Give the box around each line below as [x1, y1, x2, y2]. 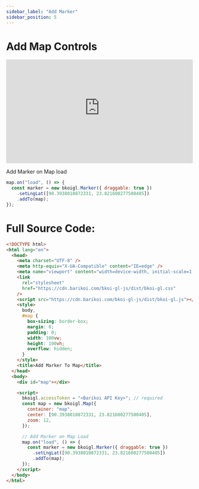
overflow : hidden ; [27, 346, 73, 352]
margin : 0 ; [27, 324, 54, 330]
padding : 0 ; [27, 330, 57, 335]
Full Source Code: [6, 222, 95, 235]
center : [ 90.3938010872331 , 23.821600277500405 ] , [27, 412, 152, 418]
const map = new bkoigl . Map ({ [21, 401, 97, 407]
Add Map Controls [6, 40, 98, 53]
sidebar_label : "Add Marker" [6, 8, 78, 15]
